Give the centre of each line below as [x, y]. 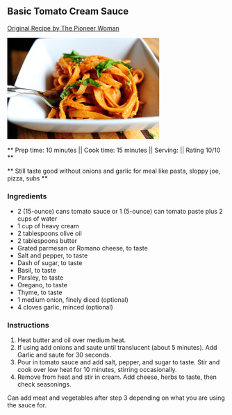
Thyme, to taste [40, 293]
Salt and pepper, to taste [52, 255]
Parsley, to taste [40, 278]
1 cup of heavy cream [48, 226]
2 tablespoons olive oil [49, 234]
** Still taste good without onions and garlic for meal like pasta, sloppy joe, [114, 171]
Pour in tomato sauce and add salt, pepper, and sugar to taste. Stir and [118, 362]
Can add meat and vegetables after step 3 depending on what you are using [116, 398]
